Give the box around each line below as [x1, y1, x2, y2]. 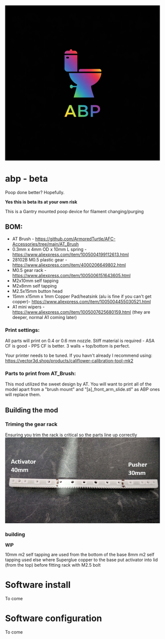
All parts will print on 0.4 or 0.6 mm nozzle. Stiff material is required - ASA [5, 338, 155, 344]
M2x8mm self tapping [12, 283, 57, 288]
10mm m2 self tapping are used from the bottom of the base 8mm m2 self [5, 552, 155, 558]
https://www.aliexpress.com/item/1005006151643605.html [12, 272, 131, 278]
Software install [5, 579, 71, 591]
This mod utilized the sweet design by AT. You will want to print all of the [5, 381, 152, 387]
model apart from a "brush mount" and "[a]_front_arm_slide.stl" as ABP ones [5, 386, 160, 392]
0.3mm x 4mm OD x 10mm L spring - [12, 246, 87, 252]
